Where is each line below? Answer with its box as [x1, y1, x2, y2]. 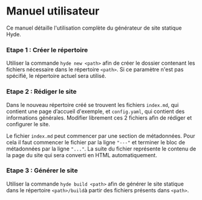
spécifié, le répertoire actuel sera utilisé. [6, 73, 106, 80]
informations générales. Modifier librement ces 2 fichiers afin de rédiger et [6, 114, 192, 121]
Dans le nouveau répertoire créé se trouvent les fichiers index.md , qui [6, 101, 179, 108]
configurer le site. [6, 120, 50, 127]
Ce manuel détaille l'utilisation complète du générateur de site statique [6, 24, 182, 31]
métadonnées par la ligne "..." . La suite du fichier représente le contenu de [6, 145, 197, 152]
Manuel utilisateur [6, 4, 100, 18]
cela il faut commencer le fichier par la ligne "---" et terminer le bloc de [6, 138, 186, 146]
